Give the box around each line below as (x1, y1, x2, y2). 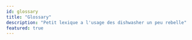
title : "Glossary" (6, 14, 52, 20)
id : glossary (6, 8, 39, 15)
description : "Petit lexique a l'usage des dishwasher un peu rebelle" (6, 19, 187, 25)
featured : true (6, 25, 44, 31)
